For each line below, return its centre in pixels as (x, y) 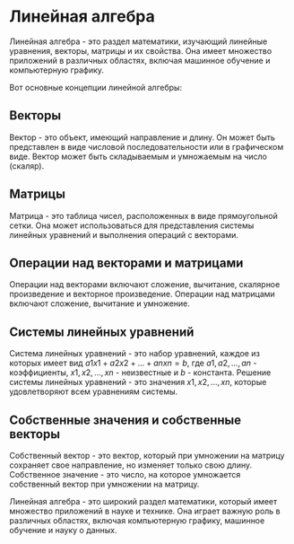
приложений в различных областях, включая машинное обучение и (140, 60)
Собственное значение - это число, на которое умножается (125, 474)
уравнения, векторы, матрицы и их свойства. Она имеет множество (141, 50)
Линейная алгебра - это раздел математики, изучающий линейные (138, 41)
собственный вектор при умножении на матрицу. (104, 484)
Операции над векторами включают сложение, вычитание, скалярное (145, 285)
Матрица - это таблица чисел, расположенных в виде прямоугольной (143, 215)
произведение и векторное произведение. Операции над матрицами (142, 294)
